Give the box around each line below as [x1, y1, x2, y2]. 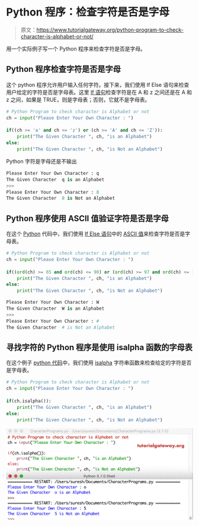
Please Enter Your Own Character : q [6, 170, 99, 176]
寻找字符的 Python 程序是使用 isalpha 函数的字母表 [6, 342, 193, 352]
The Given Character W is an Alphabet [6, 305, 105, 312]
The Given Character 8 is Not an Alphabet [6, 196, 115, 201]
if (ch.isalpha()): [6, 398, 52, 404]
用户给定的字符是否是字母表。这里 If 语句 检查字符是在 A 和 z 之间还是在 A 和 [6, 89, 192, 96]
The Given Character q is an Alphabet [6, 177, 105, 182]
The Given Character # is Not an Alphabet [6, 325, 115, 330]
